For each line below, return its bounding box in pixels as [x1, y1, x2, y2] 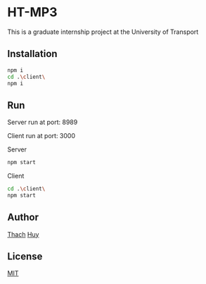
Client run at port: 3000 [7, 132, 76, 140]
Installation [7, 48, 58, 60]
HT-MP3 [7, 4, 58, 20]
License [7, 251, 43, 263]
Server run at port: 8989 [7, 118, 78, 127]
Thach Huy [7, 230, 39, 238]
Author [7, 211, 39, 223]
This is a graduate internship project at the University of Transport [7, 27, 199, 36]
